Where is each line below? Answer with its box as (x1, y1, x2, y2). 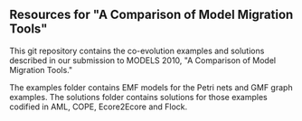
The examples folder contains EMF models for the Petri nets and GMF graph (9, 81, 293, 93)
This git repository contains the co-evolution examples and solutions (9, 45, 265, 56)
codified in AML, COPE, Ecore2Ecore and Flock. (9, 101, 188, 112)
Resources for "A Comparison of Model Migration (9, 7, 294, 23)
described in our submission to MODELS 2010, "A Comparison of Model (9, 54, 277, 66)
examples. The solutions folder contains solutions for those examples (9, 91, 269, 102)
